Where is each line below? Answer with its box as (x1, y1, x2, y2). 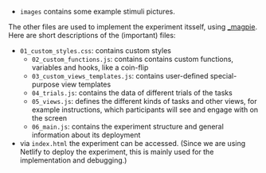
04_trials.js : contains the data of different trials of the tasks (31, 88, 233, 98)
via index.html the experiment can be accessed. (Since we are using (19, 139, 246, 148)
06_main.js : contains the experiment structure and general (31, 122, 225, 131)
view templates (61, 79, 111, 89)
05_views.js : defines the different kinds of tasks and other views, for (31, 97, 257, 106)
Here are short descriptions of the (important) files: (8, 31, 176, 40)
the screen (31, 113, 68, 122)
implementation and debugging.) (19, 156, 127, 165)
